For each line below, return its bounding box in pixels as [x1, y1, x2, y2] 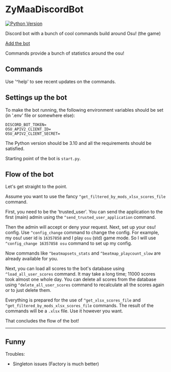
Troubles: [5, 351, 25, 357]
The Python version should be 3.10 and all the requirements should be [5, 140, 152, 146]
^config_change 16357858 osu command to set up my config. [5, 240, 132, 246]
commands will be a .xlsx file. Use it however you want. [5, 308, 123, 314]
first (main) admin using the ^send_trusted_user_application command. [5, 214, 156, 220]
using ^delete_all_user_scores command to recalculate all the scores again [5, 282, 164, 288]
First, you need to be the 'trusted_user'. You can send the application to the [5, 209, 163, 215]
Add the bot [5, 40, 31, 46]
